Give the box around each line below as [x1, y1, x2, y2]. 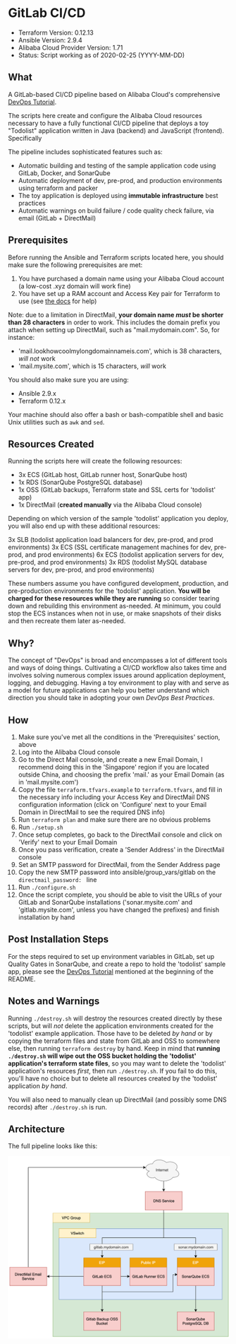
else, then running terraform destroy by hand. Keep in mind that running [8, 1044, 221, 1052]
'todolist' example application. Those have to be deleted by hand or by [8, 1029, 213, 1037]
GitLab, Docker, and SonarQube [18, 168, 111, 177]
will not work [18, 354, 56, 362]
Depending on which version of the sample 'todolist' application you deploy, [8, 514, 228, 523]
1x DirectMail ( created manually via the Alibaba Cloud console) [18, 500, 203, 509]
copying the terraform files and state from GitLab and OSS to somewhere [8, 1037, 221, 1045]
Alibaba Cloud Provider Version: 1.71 [18, 43, 123, 52]
